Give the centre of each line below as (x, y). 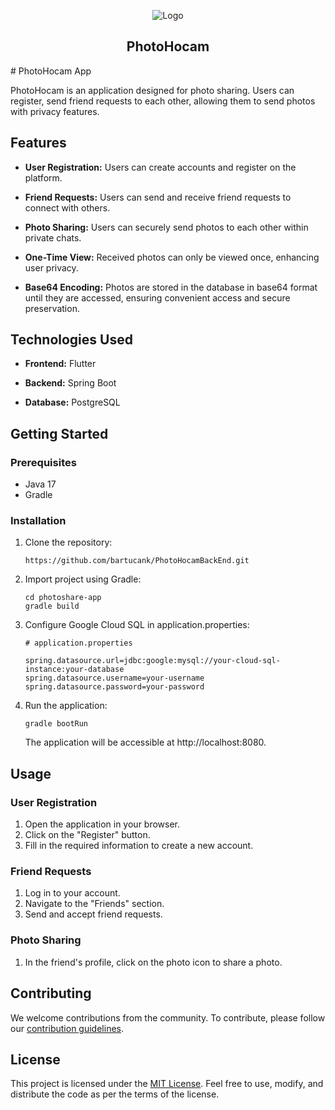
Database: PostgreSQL (72, 402)
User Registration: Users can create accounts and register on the (160, 167)
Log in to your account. (72, 893)
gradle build (52, 606)
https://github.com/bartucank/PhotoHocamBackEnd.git (137, 561)
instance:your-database (74, 670)
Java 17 (40, 484)
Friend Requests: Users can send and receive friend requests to (158, 197)
